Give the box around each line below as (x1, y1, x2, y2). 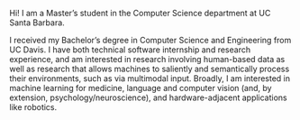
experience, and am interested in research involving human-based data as (9, 54, 286, 64)
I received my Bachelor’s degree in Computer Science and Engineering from (9, 35, 292, 45)
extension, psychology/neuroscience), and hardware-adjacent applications (9, 92, 288, 103)
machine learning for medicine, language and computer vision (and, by (9, 83, 272, 93)
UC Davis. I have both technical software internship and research (9, 44, 250, 55)
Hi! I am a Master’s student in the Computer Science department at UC (9, 8, 271, 18)
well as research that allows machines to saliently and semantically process (9, 63, 290, 74)
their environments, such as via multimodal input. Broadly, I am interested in (9, 73, 291, 84)
